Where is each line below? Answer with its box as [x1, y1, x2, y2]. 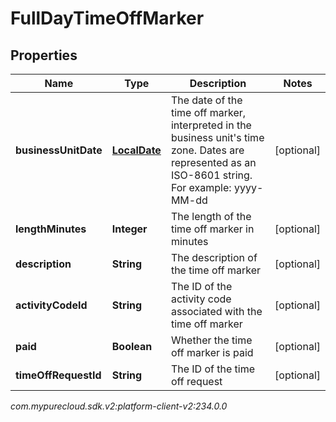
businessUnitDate [15, 143, 103, 157]
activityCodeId [15, 298, 88, 312]
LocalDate [111, 143, 162, 157]
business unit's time [170, 131, 265, 144]
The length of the [170, 210, 252, 223]
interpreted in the [170, 118, 252, 132]
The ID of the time [170, 362, 256, 376]
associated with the [170, 305, 263, 318]
